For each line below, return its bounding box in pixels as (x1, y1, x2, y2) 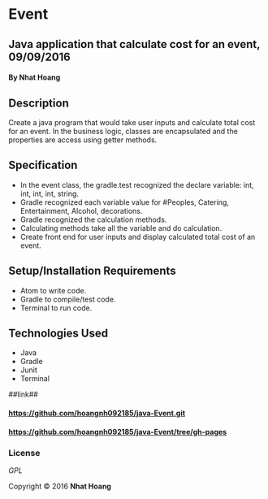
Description (8, 96, 69, 110)
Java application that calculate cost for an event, (8, 37, 261, 51)
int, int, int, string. (19, 189, 80, 198)
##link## (8, 389, 39, 399)
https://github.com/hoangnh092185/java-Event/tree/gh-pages (8, 427, 227, 436)
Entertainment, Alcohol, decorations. (19, 206, 143, 215)
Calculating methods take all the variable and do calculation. (19, 223, 223, 232)
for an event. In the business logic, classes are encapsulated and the (8, 126, 238, 136)
